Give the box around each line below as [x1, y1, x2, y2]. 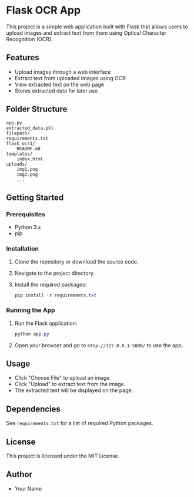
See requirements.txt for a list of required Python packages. [6, 420, 154, 427]
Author [6, 469, 32, 479]
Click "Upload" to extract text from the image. [14, 381, 126, 388]
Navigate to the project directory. [14, 269, 95, 277]
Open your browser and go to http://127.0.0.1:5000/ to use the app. [14, 341, 183, 348]
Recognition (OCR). [6, 35, 53, 42]
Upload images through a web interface [14, 68, 111, 75]
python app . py [14, 331, 49, 337]
